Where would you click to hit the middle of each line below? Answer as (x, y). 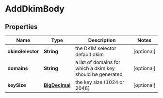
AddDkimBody (35, 9)
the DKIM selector (96, 48)
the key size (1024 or (100, 82)
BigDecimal (57, 85)
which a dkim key (95, 68)
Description (102, 40)
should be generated (99, 74)
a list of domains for (98, 62)
